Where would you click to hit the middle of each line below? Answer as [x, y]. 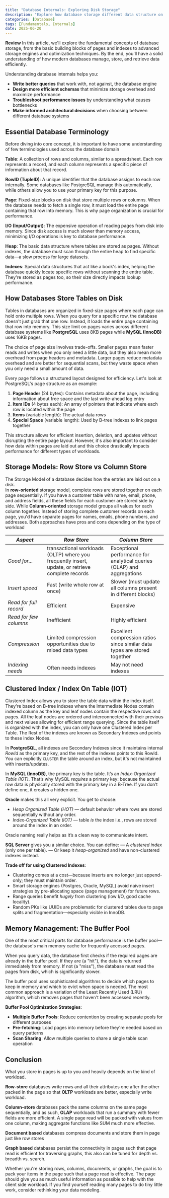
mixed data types [67, 650]
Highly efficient [129, 620]
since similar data [131, 644]
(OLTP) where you [68, 554]
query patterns [28, 1033]
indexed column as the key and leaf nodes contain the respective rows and [83, 712]
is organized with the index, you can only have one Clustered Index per [79, 727]
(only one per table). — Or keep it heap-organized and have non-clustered [82, 850]
